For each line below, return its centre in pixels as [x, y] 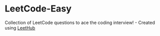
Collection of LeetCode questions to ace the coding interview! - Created [80, 22]
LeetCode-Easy [38, 9]
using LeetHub [20, 27]
